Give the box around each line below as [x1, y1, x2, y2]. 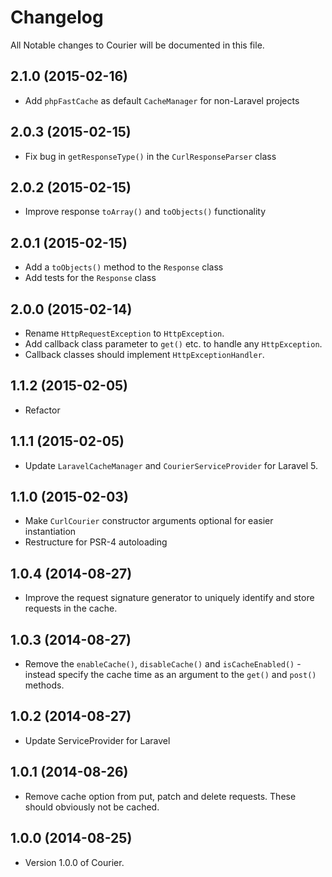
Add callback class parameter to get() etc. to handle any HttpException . [24, 338, 323, 350]
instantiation [24, 526, 77, 538]
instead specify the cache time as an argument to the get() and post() [24, 669, 317, 681]
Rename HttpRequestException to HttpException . [24, 327, 225, 339]
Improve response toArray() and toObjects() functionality [24, 206, 267, 218]
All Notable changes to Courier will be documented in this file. [10, 39, 265, 51]
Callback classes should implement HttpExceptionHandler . [24, 349, 265, 360]
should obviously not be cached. [24, 801, 160, 813]
